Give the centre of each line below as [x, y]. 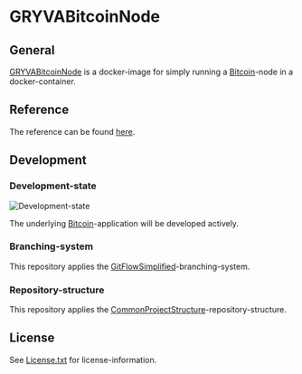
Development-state [53, 186]
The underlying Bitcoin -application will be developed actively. [124, 223]
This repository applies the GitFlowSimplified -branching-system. [130, 266]
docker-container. [43, 82]
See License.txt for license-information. [83, 360]
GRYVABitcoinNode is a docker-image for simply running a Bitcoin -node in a [151, 72]
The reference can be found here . [72, 131]
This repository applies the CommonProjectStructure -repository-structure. [148, 310]
